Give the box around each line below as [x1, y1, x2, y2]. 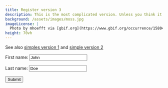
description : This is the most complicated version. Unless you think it [5, 12, 162, 17]
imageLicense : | [5, 21, 39, 26]
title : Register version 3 [5, 7, 61, 12]
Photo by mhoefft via [9, 26, 55, 31]
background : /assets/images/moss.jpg [5, 16, 84, 21]
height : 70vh [5, 30, 32, 35]
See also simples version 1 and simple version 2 [5, 44, 103, 50]
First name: [5, 54, 28, 60]
